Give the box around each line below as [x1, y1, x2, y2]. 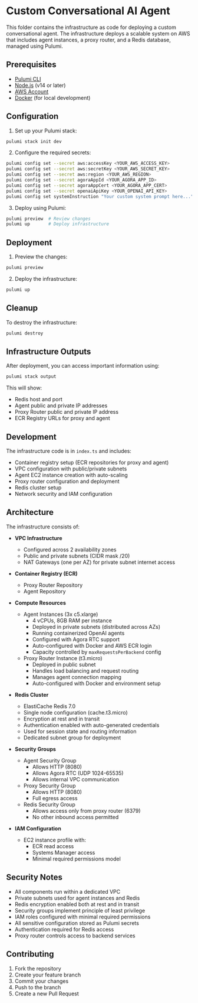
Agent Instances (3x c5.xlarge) [23, 611, 98, 618]
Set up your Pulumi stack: [14, 127, 77, 134]
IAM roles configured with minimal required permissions [14, 913, 151, 920]
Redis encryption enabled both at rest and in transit [14, 900, 140, 908]
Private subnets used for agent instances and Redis [14, 894, 140, 901]
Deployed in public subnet [32, 661, 96, 668]
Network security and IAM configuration [14, 491, 113, 498]
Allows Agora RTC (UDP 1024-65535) [32, 770, 124, 777]
